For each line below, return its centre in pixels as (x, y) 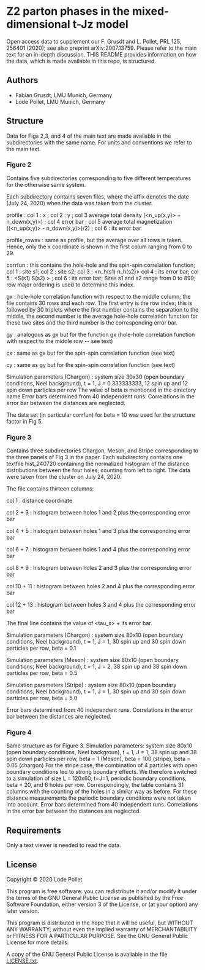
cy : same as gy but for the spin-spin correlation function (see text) (91, 365)
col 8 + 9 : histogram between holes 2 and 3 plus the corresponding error (99, 568)
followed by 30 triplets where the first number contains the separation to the (102, 309)
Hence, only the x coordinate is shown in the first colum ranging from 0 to (99, 246)
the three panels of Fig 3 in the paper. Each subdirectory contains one (95, 457)
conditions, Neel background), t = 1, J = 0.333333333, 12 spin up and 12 (97, 383)
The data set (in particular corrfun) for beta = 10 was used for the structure (101, 415)
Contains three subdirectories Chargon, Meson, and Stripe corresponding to (102, 451)
